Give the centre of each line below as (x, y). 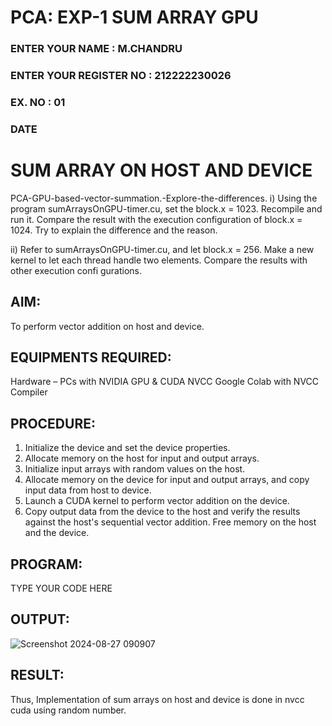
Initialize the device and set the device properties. (127, 448)
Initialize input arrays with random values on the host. (135, 469)
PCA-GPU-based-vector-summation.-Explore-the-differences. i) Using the (164, 198)
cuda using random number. (68, 710)
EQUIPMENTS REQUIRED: (91, 357)
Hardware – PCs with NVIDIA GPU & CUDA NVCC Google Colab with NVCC (165, 382)
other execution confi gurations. (76, 270)
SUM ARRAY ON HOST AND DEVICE (161, 170)
